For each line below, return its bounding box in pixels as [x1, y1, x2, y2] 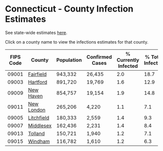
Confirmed [86, 53, 113, 60]
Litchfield [28, 114, 49, 121]
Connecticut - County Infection [5, 3, 133, 15]
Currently [116, 57, 140, 63]
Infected [118, 62, 138, 69]
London [28, 106, 46, 113]
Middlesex [28, 122, 52, 129]
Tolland [28, 130, 45, 136]
